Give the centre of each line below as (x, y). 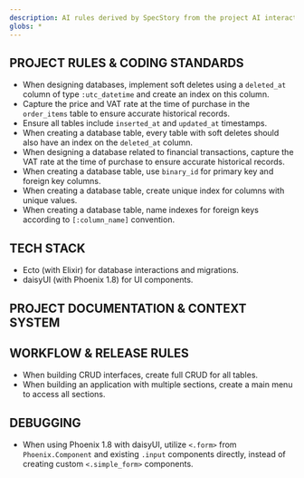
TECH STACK (47, 248)
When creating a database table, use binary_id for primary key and (148, 171)
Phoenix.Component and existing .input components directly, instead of (154, 454)
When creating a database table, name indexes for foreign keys (141, 210)
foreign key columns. (62, 181)
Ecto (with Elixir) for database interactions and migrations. (131, 270)
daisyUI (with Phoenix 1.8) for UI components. (108, 280)
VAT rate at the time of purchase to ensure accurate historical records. (153, 162)
